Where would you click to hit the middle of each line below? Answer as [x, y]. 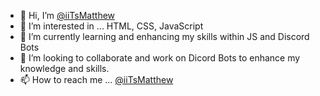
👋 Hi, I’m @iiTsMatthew [67, 15]
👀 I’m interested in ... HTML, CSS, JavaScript [111, 26]
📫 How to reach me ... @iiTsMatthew [96, 79]
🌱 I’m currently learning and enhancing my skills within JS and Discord [164, 36]
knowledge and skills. [64, 68]
